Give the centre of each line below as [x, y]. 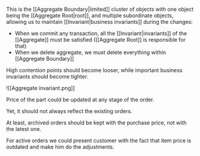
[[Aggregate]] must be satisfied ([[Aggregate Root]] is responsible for [100, 40]
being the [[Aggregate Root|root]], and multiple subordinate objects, [90, 15]
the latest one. [24, 129]
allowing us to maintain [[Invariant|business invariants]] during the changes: [99, 22]
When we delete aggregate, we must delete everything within [90, 52]
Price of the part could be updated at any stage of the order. [80, 99]
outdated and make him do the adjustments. [60, 147]
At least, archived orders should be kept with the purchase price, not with [96, 123]
